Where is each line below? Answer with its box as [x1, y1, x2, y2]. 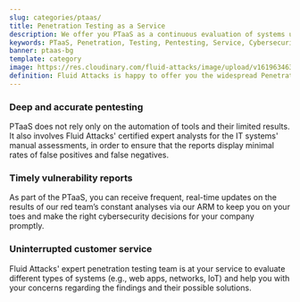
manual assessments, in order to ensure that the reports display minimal [9, 140, 275, 151]
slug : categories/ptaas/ [9, 13, 102, 22]
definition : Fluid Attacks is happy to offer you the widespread [9, 71, 257, 80]
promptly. [9, 221, 45, 231]
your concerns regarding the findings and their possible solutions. [9, 282, 252, 293]
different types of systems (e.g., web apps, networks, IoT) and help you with [9, 273, 290, 283]
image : [9, 63, 34, 72]
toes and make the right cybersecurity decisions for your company [9, 211, 254, 222]
